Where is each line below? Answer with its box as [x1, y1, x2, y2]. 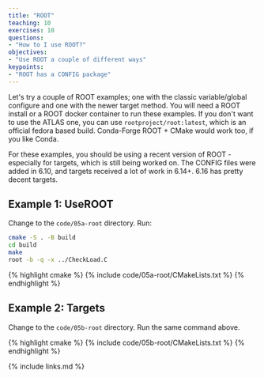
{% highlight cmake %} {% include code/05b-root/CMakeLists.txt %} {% [8, 338, 245, 347]
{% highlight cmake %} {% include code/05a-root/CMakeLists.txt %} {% [8, 270, 245, 279]
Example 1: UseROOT [8, 198, 114, 211]
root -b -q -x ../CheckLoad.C [8, 256, 108, 264]
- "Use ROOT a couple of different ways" [8, 56, 147, 64]
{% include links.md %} [8, 361, 85, 371]
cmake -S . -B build [8, 234, 77, 242]
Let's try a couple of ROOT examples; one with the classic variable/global [8, 92, 247, 101]
